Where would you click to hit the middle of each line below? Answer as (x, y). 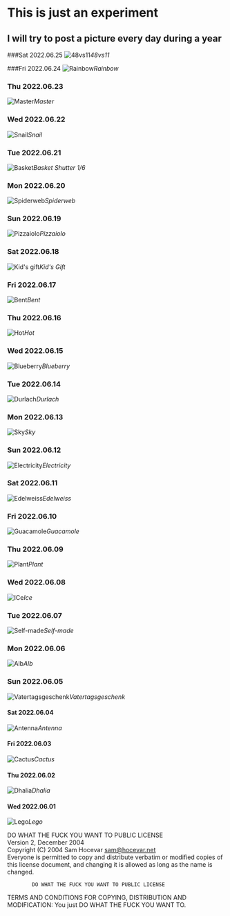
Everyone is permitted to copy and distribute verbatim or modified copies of (115, 857)
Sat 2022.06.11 (32, 483)
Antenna (50, 728)
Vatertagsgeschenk (97, 697)
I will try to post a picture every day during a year (115, 38)
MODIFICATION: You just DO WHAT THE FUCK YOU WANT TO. (97, 905)
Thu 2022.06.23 (35, 86)
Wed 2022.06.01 (32, 806)
